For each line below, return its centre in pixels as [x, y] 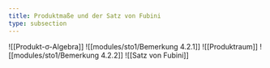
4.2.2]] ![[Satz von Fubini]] [145, 55]
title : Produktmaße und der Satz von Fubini [85, 16]
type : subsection [38, 23]
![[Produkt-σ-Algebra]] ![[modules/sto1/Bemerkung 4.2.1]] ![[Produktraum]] [133, 46]
